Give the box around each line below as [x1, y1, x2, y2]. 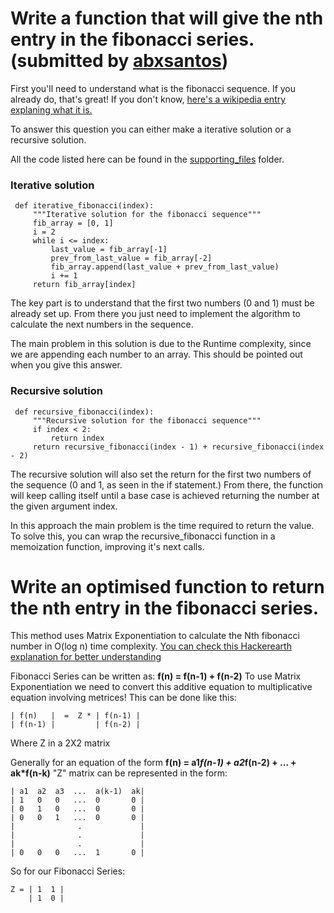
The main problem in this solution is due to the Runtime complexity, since [10, 338, 312, 350]
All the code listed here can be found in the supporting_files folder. [10, 153, 285, 165]
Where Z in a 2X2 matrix [10, 737, 111, 749]
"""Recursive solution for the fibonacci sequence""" [32, 415, 262, 426]
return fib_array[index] [32, 280, 137, 290]
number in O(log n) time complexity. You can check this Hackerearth [10, 640, 292, 652]
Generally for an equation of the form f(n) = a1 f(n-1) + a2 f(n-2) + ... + [10, 757, 297, 769]
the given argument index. [10, 500, 118, 512]
